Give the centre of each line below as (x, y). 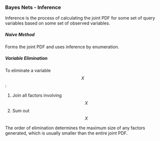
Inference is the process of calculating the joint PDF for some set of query (80, 18)
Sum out (21, 111)
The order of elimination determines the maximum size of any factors (75, 128)
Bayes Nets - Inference (33, 7)
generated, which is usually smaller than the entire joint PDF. (66, 133)
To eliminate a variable (28, 71)
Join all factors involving (37, 95)
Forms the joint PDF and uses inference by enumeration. (62, 47)
